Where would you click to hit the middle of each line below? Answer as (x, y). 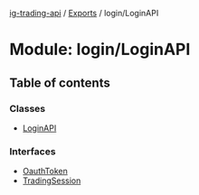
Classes (28, 108)
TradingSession (52, 181)
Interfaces (33, 151)
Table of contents (60, 83)
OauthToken (45, 172)
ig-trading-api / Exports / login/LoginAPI (84, 13)
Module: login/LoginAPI (100, 50)
